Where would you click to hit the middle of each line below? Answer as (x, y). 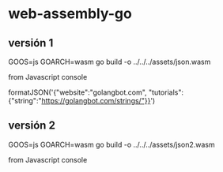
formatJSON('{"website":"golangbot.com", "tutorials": (96, 92)
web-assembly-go (70, 14)
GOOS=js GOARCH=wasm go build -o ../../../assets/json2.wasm (111, 144)
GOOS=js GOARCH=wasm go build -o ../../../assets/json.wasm (110, 62)
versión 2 (32, 126)
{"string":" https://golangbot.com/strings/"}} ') (82, 101)
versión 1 (31, 43)
